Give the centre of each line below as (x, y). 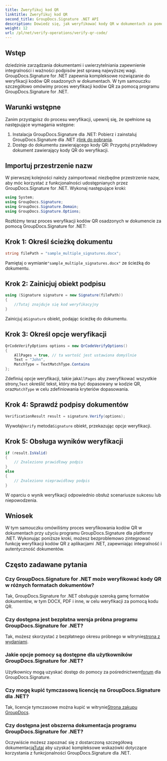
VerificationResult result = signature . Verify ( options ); (65, 416)
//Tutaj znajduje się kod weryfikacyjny (56, 304)
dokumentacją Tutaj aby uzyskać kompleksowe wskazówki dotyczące (76, 748)
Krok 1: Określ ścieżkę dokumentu (59, 242)
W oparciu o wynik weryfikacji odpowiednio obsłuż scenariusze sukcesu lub (83, 495)
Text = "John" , (30, 360)
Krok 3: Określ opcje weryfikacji (56, 334)
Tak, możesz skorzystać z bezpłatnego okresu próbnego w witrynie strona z (83, 636)
